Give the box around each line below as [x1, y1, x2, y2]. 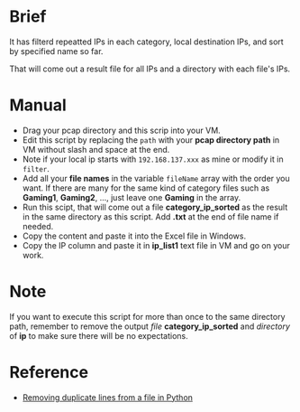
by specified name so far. [9, 45, 104, 56]
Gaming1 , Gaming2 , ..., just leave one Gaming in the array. [22, 192, 241, 202]
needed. [22, 220, 54, 231]
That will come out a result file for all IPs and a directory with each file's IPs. [9, 63, 291, 74]
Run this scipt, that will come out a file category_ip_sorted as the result [22, 201, 288, 212]
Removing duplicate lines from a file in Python [22, 391, 194, 403]
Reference [9, 362, 88, 382]
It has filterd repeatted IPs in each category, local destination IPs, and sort [9, 36, 284, 47]
